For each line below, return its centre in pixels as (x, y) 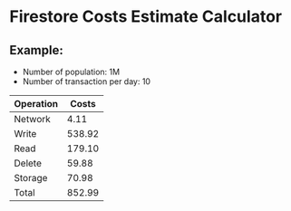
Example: (36, 50)
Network (33, 119)
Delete (28, 163)
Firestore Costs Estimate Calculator (146, 17)
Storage (31, 178)
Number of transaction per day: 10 (87, 82)
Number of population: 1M (71, 72)
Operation (36, 104)
